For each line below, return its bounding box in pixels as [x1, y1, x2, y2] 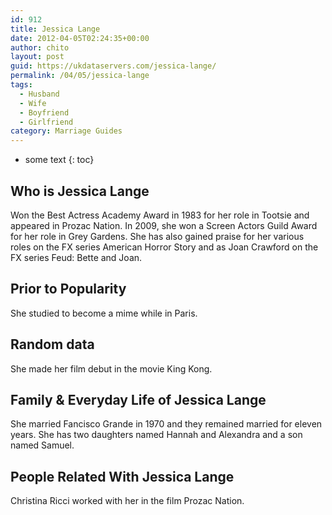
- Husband [19, 89, 60, 99]
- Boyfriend [19, 107, 70, 118]
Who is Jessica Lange [10, 182, 150, 200]
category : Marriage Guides [10, 126, 123, 136]
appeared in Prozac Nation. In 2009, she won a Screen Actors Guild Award [10, 219, 318, 231]
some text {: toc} [24, 154, 95, 166]
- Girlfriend [19, 117, 74, 127]
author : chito [10, 42, 70, 53]
